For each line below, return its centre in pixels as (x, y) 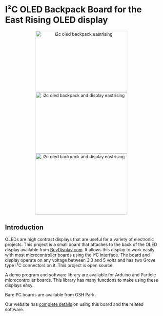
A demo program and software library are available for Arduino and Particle (81, 275)
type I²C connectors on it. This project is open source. (60, 265)
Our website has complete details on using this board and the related (74, 304)
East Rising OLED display (57, 20)
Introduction (24, 228)
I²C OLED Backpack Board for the (73, 10)
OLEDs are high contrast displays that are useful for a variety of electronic (80, 239)
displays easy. (20, 285)
